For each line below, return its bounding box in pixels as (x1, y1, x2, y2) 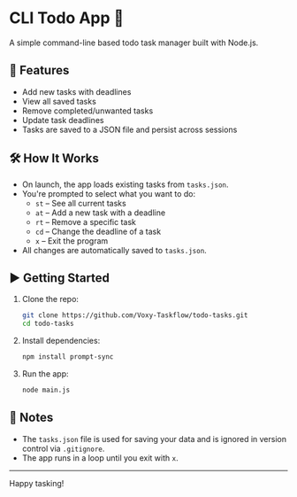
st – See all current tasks (34, 198, 126, 208)
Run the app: (21, 369, 69, 379)
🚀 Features (9, 63, 70, 78)
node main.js (21, 385, 71, 394)
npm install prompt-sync (21, 353, 114, 361)
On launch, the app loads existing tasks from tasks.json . (21, 179, 229, 190)
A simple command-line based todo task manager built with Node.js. (9, 37, 259, 48)
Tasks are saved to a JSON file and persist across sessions (21, 124, 238, 135)
